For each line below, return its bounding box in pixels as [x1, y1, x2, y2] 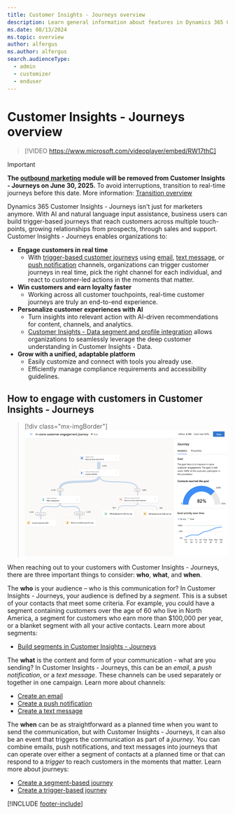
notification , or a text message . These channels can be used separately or [7, 671, 222, 680]
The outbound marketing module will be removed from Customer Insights [7, 174, 225, 182]
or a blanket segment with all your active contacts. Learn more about [7, 621, 206, 630]
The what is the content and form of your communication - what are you [7, 656, 216, 665]
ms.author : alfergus [7, 48, 68, 55]
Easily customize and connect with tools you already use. [27, 357, 194, 366]
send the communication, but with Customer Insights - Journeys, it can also [7, 728, 226, 736]
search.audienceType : [7, 56, 71, 63]
